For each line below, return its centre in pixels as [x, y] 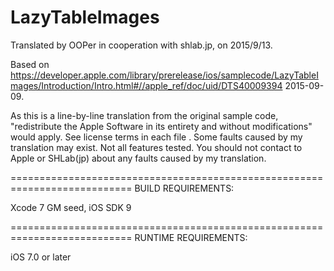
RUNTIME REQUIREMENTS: [191, 237]
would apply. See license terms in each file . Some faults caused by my [156, 137]
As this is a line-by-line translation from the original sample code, [144, 115]
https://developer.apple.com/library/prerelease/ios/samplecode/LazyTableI [164, 75]
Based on [30, 64]
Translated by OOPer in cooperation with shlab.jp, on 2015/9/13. [141, 45]
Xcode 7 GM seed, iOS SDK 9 [71, 207]
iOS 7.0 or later [41, 257]
